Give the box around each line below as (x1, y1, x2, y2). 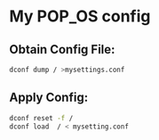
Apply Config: (9, 90, 89, 105)
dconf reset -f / (9, 113, 74, 122)
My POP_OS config (9, 6, 151, 27)
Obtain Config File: (9, 42, 115, 57)
